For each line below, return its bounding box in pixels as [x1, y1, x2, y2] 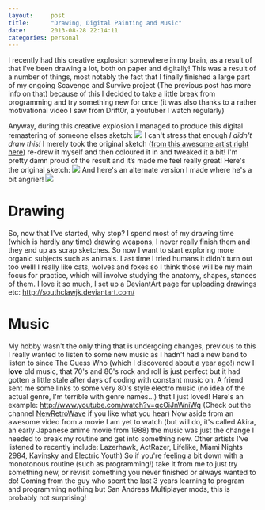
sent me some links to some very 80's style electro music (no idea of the [8, 383, 245, 393]
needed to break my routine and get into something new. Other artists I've [8, 434, 249, 443]
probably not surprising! [8, 493, 87, 503]
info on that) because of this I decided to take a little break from [8, 89, 216, 99]
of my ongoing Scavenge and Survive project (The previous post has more [8, 81, 252, 90]
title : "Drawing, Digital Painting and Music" [8, 19, 182, 27]
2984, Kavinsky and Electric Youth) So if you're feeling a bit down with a [8, 451, 244, 460]
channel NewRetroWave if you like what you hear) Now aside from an [8, 409, 234, 418]
